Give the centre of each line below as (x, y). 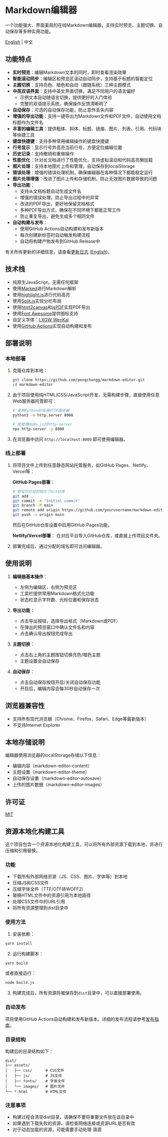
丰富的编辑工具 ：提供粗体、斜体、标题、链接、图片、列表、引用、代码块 (87, 129)
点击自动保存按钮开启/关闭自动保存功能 (60, 682)
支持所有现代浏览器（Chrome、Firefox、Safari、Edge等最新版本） (80, 719)
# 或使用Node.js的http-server (42, 424)
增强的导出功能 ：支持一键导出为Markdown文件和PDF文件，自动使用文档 (87, 116)
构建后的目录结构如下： (29, 1051)
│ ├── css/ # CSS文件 (35, 1070)
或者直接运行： (20, 973)
